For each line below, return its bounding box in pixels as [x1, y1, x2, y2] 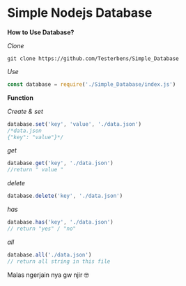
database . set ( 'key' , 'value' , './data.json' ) [7, 120, 141, 127]
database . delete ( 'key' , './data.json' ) [7, 192, 123, 200]
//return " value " [7, 166, 64, 173]
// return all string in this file [7, 257, 111, 265]
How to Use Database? [7, 28, 75, 36]
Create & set [7, 107, 43, 115]
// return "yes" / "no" [7, 225, 77, 232]
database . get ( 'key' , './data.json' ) [7, 159, 114, 167]
